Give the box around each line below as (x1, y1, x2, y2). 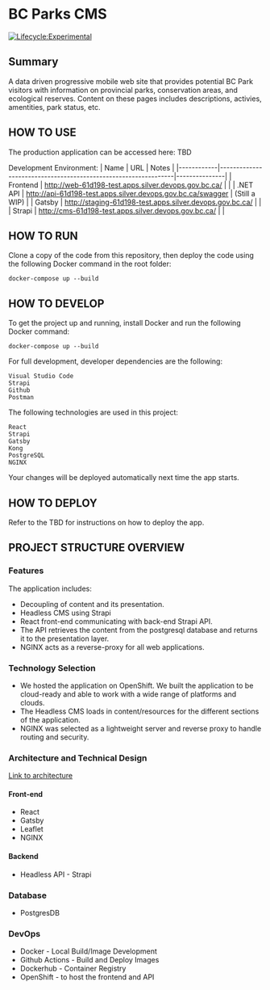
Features (8, 565, 44, 576)
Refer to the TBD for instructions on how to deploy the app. (8, 518, 205, 527)
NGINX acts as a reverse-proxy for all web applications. (19, 642, 205, 651)
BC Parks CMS (8, 5, 107, 23)
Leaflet (19, 824, 44, 834)
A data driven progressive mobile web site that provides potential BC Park (8, 76, 254, 86)
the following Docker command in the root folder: (8, 259, 172, 269)
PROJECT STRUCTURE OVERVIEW (8, 541, 185, 554)
